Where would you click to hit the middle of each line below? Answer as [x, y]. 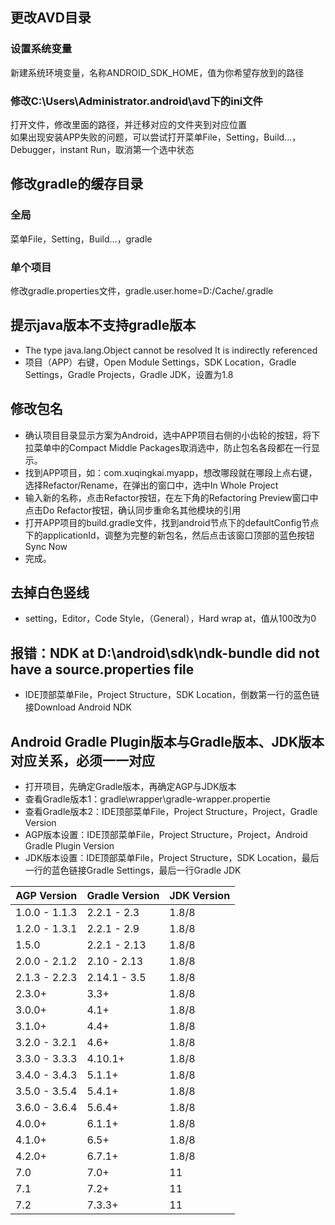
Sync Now [46, 546]
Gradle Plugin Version [69, 846]
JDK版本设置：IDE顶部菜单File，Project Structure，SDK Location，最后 [172, 858]
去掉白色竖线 [50, 592]
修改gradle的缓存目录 [77, 184]
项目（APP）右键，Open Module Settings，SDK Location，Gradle [160, 362]
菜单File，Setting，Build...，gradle [81, 239]
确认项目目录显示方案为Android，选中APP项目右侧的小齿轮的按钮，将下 [172, 435]
